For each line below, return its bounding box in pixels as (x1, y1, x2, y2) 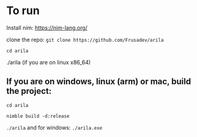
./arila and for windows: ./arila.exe (6, 123, 103, 131)
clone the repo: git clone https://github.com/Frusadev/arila (6, 36, 164, 43)
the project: (6, 86, 52, 96)
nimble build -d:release (6, 113, 70, 119)
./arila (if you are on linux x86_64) (6, 58, 91, 66)
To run (6, 4, 40, 18)
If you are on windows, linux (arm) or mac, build (6, 76, 191, 87)
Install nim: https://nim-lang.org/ (6, 24, 87, 31)
